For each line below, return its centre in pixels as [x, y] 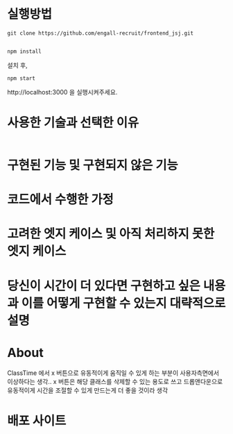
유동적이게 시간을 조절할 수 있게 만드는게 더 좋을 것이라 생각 [88, 390]
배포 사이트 [37, 420]
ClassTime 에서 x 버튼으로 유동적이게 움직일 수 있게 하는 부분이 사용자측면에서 [113, 373]
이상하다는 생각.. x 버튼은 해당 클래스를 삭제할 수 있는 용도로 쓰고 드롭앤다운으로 [115, 381]
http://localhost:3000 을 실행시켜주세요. [62, 92]
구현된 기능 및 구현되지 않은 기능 [93, 166]
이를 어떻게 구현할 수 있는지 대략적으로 [123, 303]
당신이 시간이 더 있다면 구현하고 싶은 [104, 286]
